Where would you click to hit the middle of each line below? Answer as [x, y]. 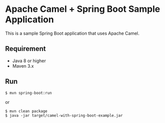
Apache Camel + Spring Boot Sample [83, 9]
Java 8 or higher [29, 61]
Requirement [26, 49]
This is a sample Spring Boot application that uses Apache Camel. [72, 33]
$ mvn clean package [27, 111]
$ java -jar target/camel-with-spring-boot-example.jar [64, 115]
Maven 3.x [23, 66]
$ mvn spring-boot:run [28, 93]
